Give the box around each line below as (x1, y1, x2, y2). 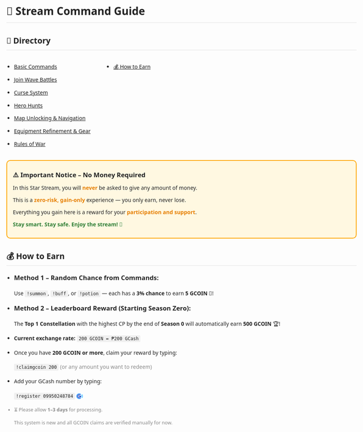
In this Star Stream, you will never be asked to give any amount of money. (13, 184, 198, 192)
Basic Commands (14, 63, 57, 71)
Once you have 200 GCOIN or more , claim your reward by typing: (14, 349, 178, 356)
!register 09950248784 (16, 393, 74, 399)
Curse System (14, 88, 49, 96)
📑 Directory (6, 35, 51, 46)
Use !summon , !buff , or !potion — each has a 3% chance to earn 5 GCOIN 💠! (14, 289, 214, 297)
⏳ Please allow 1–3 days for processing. (14, 406, 103, 413)
